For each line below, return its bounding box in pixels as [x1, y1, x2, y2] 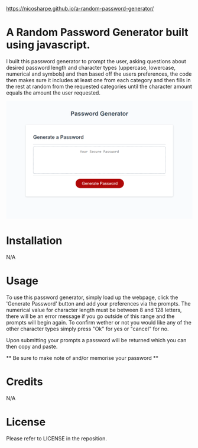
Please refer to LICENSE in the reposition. [6, 434, 108, 442]
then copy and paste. [6, 343, 58, 350]
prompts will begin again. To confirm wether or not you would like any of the [6, 319, 192, 326]
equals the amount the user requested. [6, 89, 100, 96]
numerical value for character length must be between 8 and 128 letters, [6, 307, 182, 314]
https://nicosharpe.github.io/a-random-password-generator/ [6, 5, 154, 12]
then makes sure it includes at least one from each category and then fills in [6, 76, 191, 83]
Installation [6, 234, 63, 248]
